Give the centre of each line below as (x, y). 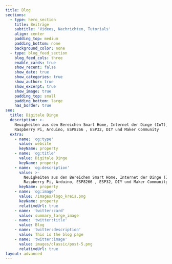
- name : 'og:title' (35, 154)
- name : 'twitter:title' (41, 220)
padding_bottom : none (37, 44)
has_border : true (33, 106)
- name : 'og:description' (42, 167)
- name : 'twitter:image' (41, 239)
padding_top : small (35, 96)
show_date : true (32, 72)
